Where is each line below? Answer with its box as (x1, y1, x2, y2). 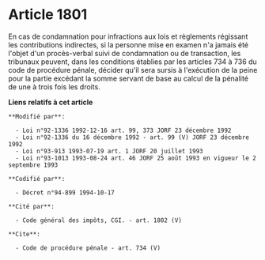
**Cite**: (8, 230, 41, 238)
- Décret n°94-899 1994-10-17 (15, 188, 115, 197)
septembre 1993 (8, 160, 59, 169)
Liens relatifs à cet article (8, 97, 93, 107)
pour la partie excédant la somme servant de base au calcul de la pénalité (8, 73, 249, 83)
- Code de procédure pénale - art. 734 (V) (15, 243, 161, 252)
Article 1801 (8, 6, 88, 24)
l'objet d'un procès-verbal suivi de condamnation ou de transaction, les (8, 48, 241, 58)
